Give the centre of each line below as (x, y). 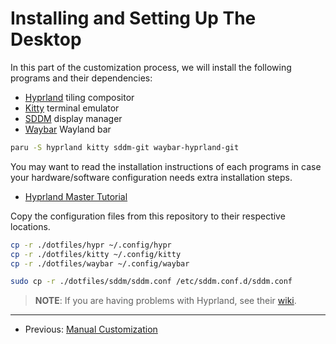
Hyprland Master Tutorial (76, 196)
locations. (30, 226)
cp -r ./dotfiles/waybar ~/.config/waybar (100, 263)
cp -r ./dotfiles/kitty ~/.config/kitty (96, 254)
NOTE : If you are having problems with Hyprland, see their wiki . (165, 301)
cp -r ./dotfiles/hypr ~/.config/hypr (91, 245)
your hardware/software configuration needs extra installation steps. (151, 177)
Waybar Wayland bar (68, 129)
